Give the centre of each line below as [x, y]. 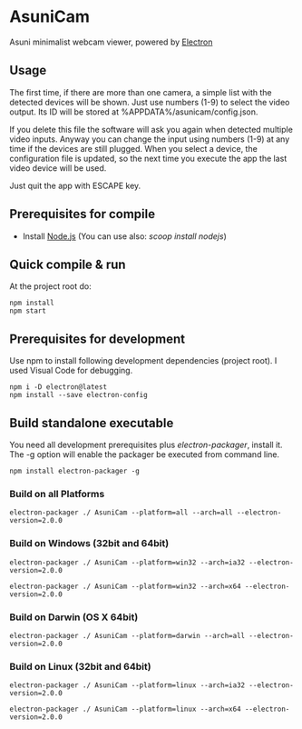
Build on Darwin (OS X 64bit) [74, 617]
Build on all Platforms [57, 494]
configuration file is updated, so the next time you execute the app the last [148, 158]
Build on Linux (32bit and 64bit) [80, 666]
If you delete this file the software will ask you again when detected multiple [151, 129]
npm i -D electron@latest [58, 387]
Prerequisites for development [97, 339]
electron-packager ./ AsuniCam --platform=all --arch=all [121, 513]
